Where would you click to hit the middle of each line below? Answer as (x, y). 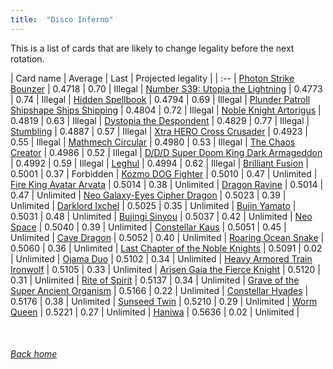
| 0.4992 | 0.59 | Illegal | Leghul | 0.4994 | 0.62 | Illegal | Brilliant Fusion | (160, 163)
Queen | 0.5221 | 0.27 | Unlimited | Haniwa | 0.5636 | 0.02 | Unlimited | (155, 312)
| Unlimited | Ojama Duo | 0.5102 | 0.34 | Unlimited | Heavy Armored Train (161, 258)
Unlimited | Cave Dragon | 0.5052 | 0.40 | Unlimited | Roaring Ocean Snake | (167, 237)
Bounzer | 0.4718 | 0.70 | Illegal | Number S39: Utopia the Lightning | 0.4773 (166, 88)
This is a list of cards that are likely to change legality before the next (152, 48)
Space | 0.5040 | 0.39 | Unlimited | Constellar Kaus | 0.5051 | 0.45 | (148, 227)
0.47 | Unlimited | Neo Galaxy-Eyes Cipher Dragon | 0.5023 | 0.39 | (148, 195)
